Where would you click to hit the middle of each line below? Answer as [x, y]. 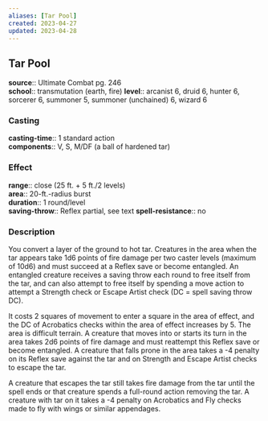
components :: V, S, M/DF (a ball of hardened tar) [89, 147]
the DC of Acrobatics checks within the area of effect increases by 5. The [130, 325]
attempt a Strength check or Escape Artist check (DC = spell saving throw [130, 292]
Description [32, 232]
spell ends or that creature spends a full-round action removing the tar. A [129, 392]
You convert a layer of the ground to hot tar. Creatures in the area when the [132, 250]
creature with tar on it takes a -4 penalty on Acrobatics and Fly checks [125, 400]
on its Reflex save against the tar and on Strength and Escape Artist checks [133, 359]
